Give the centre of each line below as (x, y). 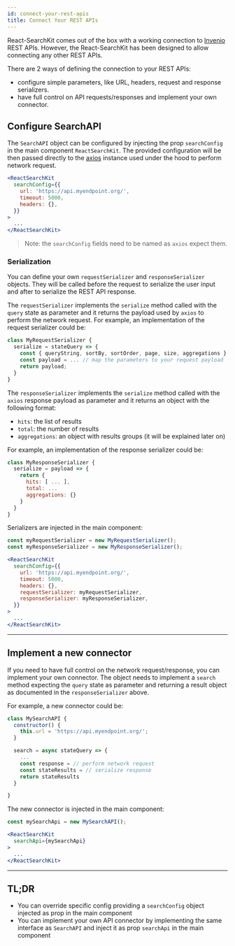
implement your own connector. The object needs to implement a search (112, 677)
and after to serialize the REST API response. (72, 292)
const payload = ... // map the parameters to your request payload (122, 360)
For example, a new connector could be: (65, 705)
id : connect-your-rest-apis (48, 14)
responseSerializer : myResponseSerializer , (84, 599)
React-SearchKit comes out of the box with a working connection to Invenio (116, 40)
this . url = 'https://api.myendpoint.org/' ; (84, 731)
